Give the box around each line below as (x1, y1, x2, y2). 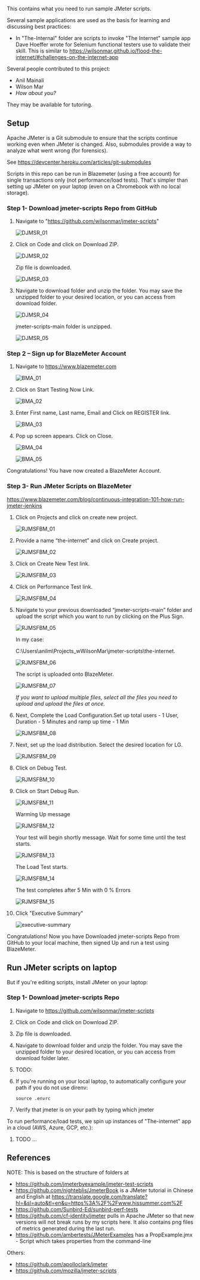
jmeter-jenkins (7, 502, 42, 509)
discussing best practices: (7, 23, 72, 30)
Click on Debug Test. (15, 764, 67, 771)
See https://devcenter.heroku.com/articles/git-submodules (7, 158, 152, 166)
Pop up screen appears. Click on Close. (15, 433, 113, 440)
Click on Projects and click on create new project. (15, 513, 138, 520)
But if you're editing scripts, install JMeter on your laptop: (7, 978, 148, 985)
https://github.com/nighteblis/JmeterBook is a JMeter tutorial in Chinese (15, 1186, 193, 1194)
